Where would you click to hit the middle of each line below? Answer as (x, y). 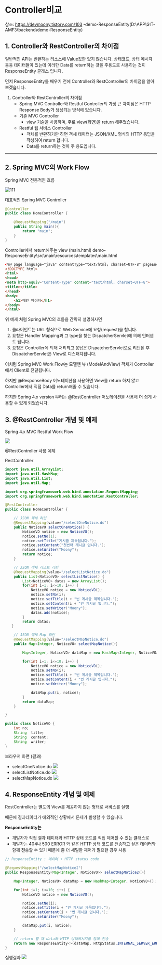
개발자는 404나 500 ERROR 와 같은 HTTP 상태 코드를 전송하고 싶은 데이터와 (84, 844)
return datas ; (36, 622)
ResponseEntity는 (23, 828)
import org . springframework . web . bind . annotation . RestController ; (72, 496)
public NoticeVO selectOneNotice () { (52, 527)
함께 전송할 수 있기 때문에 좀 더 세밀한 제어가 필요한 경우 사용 (69, 850)
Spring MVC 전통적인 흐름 (30, 180)
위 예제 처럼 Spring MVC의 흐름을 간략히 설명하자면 (54, 319)
